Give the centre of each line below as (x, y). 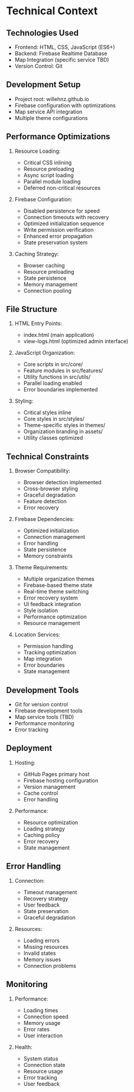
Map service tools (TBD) (44, 717)
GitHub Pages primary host (56, 774)
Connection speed (46, 1017)
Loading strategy (44, 829)
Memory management (50, 284)
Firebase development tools (48, 711)
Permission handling (48, 646)
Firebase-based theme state (58, 585)
